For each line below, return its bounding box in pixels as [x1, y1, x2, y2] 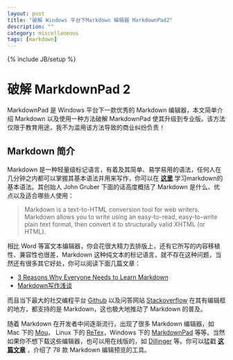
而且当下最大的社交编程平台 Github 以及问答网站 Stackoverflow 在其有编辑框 [7, 296, 226, 304]
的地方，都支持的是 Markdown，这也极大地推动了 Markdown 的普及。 [7, 304, 207, 313]
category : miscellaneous [7, 29, 79, 37]
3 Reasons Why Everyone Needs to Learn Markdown [17, 272, 169, 281]
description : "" [7, 23, 54, 30]
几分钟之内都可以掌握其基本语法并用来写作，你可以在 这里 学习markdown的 [7, 174, 223, 182]
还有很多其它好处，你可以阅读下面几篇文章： [12, 259, 141, 268]
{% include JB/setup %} [7, 55, 76, 63]
